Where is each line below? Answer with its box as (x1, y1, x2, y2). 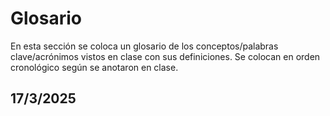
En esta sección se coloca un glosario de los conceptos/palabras (10, 40, 279, 52)
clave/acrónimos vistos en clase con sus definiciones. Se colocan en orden (10, 50, 321, 62)
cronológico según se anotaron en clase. (10, 61, 179, 73)
